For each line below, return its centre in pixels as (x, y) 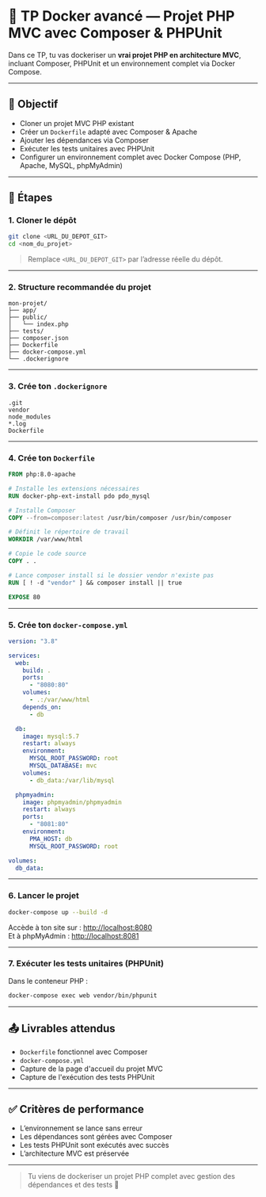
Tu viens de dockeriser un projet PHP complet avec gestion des (131, 1176)
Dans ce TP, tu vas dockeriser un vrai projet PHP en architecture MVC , (125, 55)
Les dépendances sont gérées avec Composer (96, 1137)
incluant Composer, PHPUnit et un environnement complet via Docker (122, 63)
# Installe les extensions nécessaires (74, 488)
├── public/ (28, 317)
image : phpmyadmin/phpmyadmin (72, 802)
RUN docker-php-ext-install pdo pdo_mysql (79, 496)
